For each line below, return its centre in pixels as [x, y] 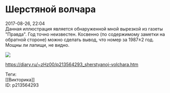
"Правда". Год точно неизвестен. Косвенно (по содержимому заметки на [85, 34]
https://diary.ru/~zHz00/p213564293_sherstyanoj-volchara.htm [72, 64]
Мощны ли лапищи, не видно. [37, 45]
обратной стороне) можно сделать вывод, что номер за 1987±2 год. [80, 40]
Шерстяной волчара [51, 9]
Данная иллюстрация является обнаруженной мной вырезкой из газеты [84, 28]
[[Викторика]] [20, 79]
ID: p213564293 [22, 85]
